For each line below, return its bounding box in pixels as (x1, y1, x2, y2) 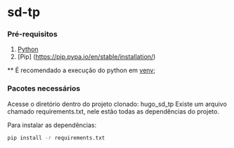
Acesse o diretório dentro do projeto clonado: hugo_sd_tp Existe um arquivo (7, 100, 227, 108)
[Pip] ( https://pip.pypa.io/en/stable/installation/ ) (17, 53, 156, 61)
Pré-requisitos (7, 29, 58, 39)
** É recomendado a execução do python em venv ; (7, 66, 156, 74)
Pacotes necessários (7, 83, 81, 93)
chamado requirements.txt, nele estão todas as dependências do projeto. (7, 107, 220, 116)
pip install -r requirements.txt (7, 134, 105, 141)
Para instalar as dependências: (7, 121, 97, 129)
